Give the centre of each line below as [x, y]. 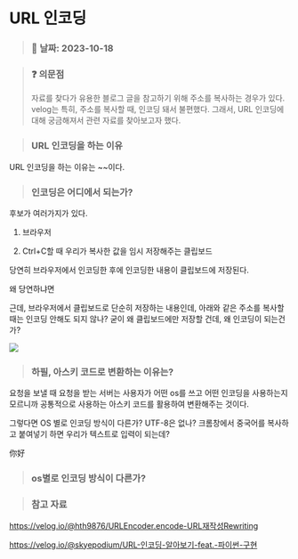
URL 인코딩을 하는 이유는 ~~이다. [67, 166]
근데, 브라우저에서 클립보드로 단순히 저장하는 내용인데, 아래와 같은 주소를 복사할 [147, 308]
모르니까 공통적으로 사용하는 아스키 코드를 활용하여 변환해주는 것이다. [129, 404]
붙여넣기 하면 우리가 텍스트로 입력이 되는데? [94, 434]
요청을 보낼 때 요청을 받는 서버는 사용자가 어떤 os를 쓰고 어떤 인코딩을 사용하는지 [149, 393]
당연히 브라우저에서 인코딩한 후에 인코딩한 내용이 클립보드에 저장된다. [129, 270]
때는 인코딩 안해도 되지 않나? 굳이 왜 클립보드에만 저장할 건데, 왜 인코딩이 [136, 319]
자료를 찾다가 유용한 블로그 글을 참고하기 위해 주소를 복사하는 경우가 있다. [158, 98]
